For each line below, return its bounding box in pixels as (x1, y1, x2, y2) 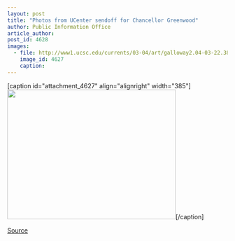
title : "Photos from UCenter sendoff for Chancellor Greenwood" (7, 17, 199, 24)
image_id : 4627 (20, 56, 64, 63)
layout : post (7, 10, 45, 18)
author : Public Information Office (7, 23, 111, 30)
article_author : (7, 29, 55, 37)
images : (7, 43, 30, 50)
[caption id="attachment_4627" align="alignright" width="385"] (7, 81, 191, 90)
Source (7, 226, 28, 235)
